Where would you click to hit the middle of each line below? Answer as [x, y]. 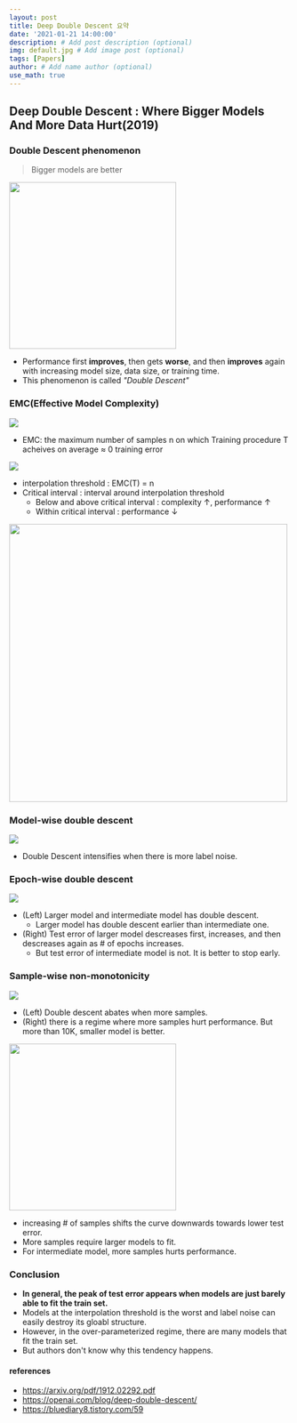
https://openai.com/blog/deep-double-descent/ [109, 1400]
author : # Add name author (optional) [81, 68]
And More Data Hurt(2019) [84, 125]
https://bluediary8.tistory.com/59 [83, 1410]
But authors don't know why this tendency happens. [117, 1350]
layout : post [33, 17]
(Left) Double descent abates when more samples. [115, 1012]
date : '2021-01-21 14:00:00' [63, 34]
